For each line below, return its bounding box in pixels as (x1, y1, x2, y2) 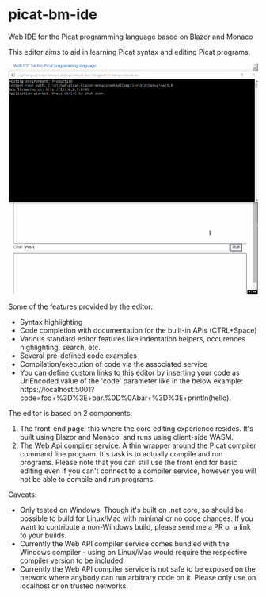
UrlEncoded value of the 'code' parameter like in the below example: (19, 376, 244, 386)
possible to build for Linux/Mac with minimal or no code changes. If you (19, 514, 253, 523)
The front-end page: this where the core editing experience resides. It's (19, 424, 253, 433)
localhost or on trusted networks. (19, 581, 128, 591)
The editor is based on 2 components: (8, 409, 133, 418)
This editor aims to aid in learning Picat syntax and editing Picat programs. (8, 47, 251, 56)
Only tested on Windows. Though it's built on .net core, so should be (19, 506, 244, 515)
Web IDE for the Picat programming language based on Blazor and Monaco (8, 32, 253, 41)
